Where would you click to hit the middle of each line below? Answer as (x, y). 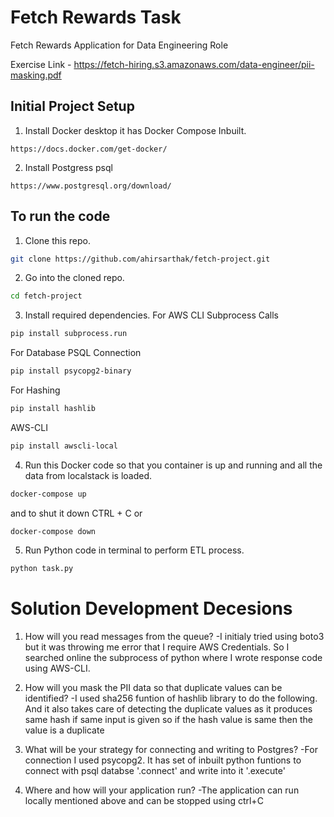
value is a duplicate (64, 730)
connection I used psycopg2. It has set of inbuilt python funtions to (163, 760)
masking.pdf (36, 75)
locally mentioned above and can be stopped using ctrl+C (144, 800)
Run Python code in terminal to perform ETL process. (134, 550)
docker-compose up (48, 494)
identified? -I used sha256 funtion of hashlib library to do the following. (171, 698)
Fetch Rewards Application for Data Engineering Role (119, 45)
